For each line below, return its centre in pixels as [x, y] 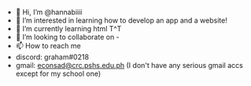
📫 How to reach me [48, 46]
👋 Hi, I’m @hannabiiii [49, 12]
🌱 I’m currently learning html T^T [68, 29]
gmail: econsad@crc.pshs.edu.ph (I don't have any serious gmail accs [129, 65]
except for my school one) [58, 73]
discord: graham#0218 [52, 57]
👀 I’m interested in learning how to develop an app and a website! [122, 20]
